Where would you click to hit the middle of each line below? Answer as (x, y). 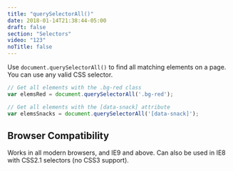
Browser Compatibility (58, 136)
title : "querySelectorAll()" (51, 14)
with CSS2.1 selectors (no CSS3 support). (68, 160)
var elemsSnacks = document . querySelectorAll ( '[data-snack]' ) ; (103, 114)
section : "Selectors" (40, 34)
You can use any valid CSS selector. (60, 75)
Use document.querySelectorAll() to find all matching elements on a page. (117, 67)
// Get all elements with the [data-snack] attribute (89, 107)
